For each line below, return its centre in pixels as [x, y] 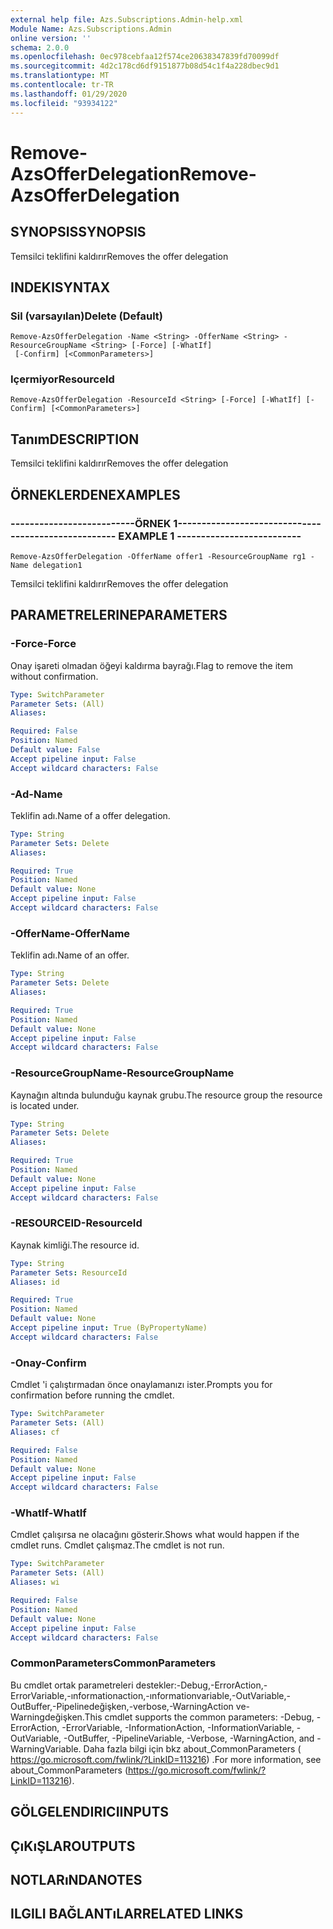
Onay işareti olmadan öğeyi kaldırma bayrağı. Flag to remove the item [151, 665]
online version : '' [51, 38]
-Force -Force [43, 644]
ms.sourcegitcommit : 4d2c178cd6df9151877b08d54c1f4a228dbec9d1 [145, 66]
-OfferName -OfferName [70, 933]
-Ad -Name [36, 794]
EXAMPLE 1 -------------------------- [210, 536]
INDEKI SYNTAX [60, 287]
